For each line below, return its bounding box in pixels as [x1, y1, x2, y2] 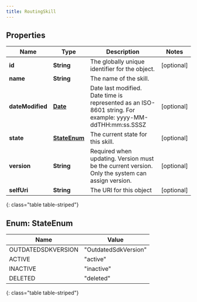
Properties [6, 31, 46, 41]
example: [90, 113, 116, 122]
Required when [90, 147, 132, 156]
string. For [107, 106, 135, 115]
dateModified [9, 102, 48, 110]
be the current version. [90, 162, 153, 170]
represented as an [90, 99, 141, 107]
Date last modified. [90, 84, 142, 92]
